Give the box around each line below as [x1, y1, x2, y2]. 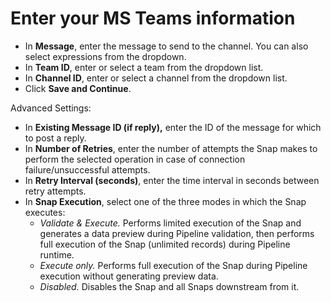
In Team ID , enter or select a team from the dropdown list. [24, 61, 264, 73]
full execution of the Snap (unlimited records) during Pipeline [39, 238, 291, 250]
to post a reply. [24, 132, 87, 144]
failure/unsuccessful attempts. [24, 163, 151, 176]
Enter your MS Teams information [10, 7, 296, 30]
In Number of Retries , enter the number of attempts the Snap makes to [24, 142, 318, 154]
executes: [24, 206, 66, 218]
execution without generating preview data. [39, 270, 219, 282]
